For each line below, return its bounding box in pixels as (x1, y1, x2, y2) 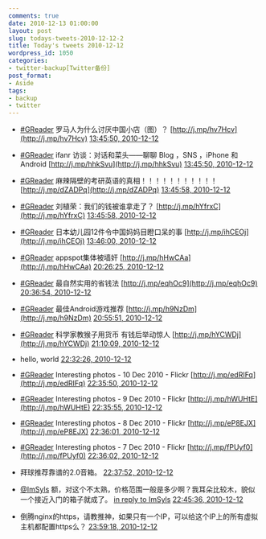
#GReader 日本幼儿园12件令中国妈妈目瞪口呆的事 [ (19, 227, 187, 237)
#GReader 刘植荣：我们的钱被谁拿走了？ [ (19, 202, 159, 212)
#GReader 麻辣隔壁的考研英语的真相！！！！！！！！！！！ (19, 176, 219, 186)
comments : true (8, 11, 59, 20)
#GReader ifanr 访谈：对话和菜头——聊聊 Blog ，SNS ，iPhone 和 (19, 150, 239, 160)
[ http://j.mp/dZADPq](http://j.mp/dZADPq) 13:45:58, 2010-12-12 (19, 185, 231, 195)
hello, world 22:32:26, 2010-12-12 (19, 355, 132, 364)
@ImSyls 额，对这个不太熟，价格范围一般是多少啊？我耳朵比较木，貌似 (19, 484, 256, 495)
